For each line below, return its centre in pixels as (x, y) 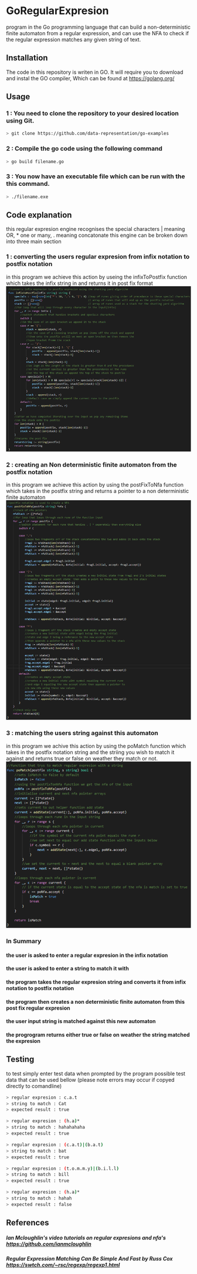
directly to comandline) (34, 1086)
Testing (20, 1059)
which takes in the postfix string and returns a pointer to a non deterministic (98, 491)
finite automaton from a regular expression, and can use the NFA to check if (98, 33)
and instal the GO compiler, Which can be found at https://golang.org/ (90, 78)
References (28, 1223)
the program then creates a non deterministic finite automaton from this (95, 1001)
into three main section (34, 242)
